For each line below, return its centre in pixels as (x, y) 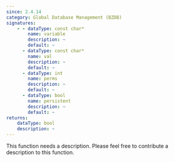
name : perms (43, 79)
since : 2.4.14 (24, 12)
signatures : (21, 23)
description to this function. (40, 152)
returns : (17, 118)
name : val (40, 56)
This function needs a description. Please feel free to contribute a (87, 146)
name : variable (47, 34)
